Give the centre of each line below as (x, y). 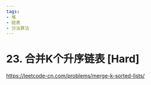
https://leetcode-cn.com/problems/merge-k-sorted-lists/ (75, 76)
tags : (13, 12)
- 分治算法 (18, 28)
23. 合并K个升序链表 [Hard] (73, 59)
